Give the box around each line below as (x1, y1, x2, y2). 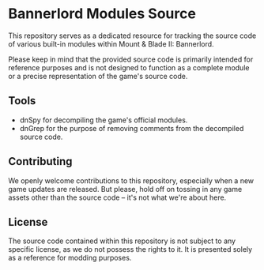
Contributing (8, 155, 73, 168)
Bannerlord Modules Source (8, 5, 196, 23)
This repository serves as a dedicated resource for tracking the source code (8, 31, 257, 40)
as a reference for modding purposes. (8, 253, 132, 263)
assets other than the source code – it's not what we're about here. (8, 193, 227, 202)
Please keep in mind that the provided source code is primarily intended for (8, 54, 254, 64)
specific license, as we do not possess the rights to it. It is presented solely (8, 245, 253, 254)
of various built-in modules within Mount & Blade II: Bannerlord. (8, 39, 215, 48)
